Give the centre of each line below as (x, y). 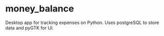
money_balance (40, 9)
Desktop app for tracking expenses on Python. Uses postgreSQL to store (82, 22)
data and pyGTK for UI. (29, 27)
